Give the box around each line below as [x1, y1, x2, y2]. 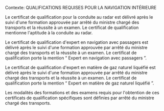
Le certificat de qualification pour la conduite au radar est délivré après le [5, 14, 153, 20]
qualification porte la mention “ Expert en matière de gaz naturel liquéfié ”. [5, 80, 154, 86]
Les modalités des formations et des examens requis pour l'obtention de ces [5, 90, 160, 95]
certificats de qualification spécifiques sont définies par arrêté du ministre [5, 95, 154, 101]
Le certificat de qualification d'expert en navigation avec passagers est [5, 39, 148, 45]
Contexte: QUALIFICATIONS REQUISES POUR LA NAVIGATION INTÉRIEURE [5, 5, 157, 10]
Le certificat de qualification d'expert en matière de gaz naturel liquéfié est [5, 64, 156, 70]
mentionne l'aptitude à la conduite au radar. [5, 30, 93, 35]
